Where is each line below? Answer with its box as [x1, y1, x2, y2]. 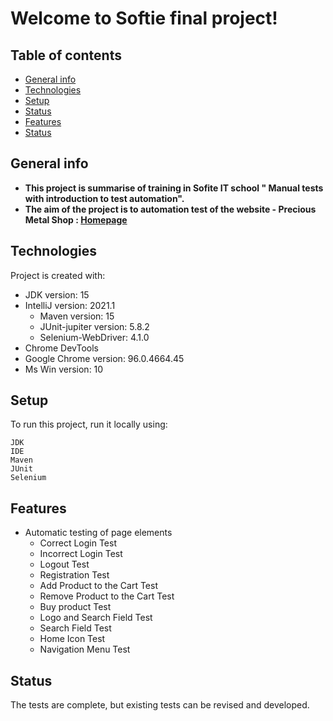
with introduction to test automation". [24, 192, 185, 204]
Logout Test [39, 558, 90, 571]
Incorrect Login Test [39, 548, 123, 560]
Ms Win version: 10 [24, 363, 104, 375]
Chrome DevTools [24, 342, 99, 354]
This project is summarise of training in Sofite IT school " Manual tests [24, 182, 324, 194]
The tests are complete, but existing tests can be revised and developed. [10, 699, 310, 711]
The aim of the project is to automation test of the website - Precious [24, 203, 317, 215]
